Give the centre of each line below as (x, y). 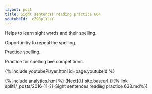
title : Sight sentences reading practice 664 (53, 14)
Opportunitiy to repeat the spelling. (41, 43)
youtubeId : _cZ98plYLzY (30, 19)
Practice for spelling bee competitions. (45, 62)
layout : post (19, 10)
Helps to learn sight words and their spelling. (51, 33)
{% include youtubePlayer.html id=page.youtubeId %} (60, 71)
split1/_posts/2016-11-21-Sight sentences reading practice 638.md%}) (76, 86)
